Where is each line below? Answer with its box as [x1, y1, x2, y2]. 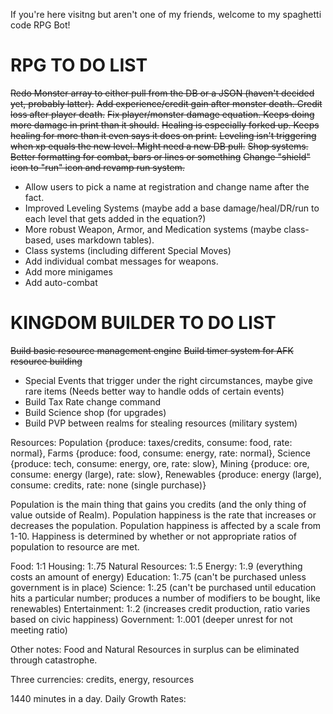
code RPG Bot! [10, 19, 71, 31]
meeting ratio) [10, 624, 68, 636]
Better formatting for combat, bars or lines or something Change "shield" [10, 150, 311, 163]
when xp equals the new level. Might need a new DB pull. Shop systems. [10, 140, 309, 152]
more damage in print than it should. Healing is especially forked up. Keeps [10, 119, 320, 131]
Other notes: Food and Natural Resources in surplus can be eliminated [10, 643, 300, 655]
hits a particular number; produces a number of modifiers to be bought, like [10, 592, 321, 604]
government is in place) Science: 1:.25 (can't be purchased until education [10, 581, 317, 593]
